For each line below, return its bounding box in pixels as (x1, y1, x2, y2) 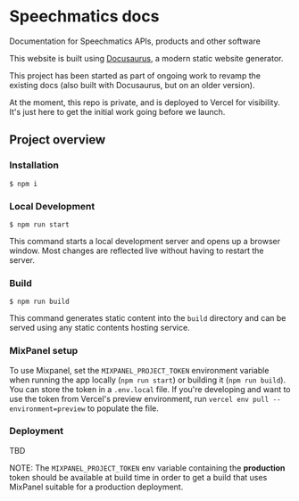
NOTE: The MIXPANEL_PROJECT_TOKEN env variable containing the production (9, 462, 286, 473)
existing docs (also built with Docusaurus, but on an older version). (9, 79, 256, 90)
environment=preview (9, 404, 87, 414)
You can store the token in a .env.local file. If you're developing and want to (9, 383, 292, 394)
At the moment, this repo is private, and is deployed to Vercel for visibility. (9, 96, 280, 108)
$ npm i (9, 179, 38, 188)
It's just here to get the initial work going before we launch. (9, 106, 226, 117)
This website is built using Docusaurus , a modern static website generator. (9, 53, 284, 63)
